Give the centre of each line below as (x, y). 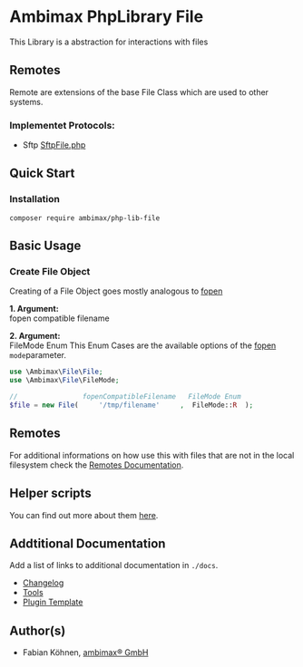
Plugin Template (53, 602)
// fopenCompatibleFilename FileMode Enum (126, 397)
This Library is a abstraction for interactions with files (109, 42)
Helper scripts (51, 493)
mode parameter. (38, 355)
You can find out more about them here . (84, 515)
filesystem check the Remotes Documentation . (97, 465)
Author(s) (38, 630)
